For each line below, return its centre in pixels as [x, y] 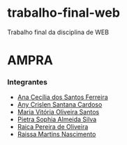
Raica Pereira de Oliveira [53, 127]
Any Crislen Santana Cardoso [60, 105]
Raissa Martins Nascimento [57, 135]
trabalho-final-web [64, 13]
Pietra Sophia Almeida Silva [57, 119]
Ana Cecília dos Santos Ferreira [62, 97]
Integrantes [27, 82]
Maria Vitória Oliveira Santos [58, 112]
